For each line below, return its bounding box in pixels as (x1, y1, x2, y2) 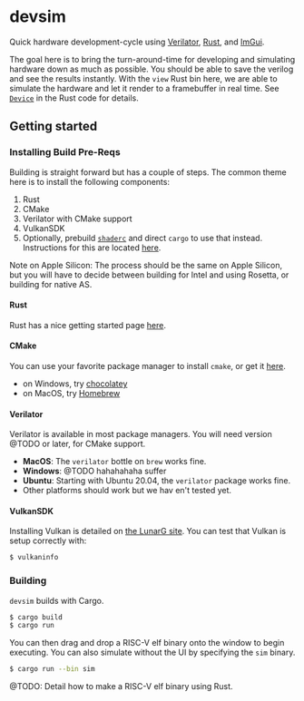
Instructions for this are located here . (22, 242, 162, 253)
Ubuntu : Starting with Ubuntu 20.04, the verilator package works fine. (22, 475, 291, 486)
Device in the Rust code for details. (9, 92, 139, 103)
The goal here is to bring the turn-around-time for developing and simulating (9, 54, 296, 64)
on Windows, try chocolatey (22, 378, 128, 389)
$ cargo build (9, 612, 64, 622)
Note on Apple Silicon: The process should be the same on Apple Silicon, (9, 259, 283, 270)
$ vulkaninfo (9, 553, 59, 562)
